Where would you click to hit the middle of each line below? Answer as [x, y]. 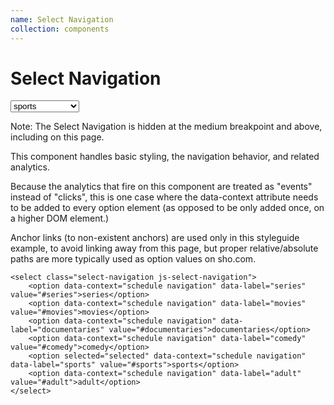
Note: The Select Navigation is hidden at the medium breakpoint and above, [166, 127]
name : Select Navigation [62, 19]
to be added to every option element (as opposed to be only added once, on [167, 208]
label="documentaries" [57, 330]
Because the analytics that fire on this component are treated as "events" [161, 187]
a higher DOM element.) [60, 218]
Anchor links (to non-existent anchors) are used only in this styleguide [155, 238]
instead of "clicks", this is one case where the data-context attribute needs [164, 197]
